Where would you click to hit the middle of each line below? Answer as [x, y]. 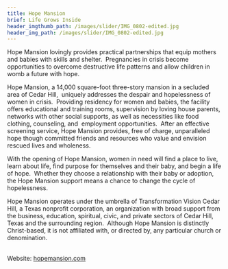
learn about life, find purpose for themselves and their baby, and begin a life [114, 166]
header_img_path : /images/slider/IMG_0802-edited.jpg [86, 33]
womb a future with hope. [43, 74]
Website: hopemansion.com [47, 259]
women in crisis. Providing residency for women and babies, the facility [109, 102]
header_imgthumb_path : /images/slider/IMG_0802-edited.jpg [93, 26]
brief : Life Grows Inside [44, 20]
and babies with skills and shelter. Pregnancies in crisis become [98, 60]
